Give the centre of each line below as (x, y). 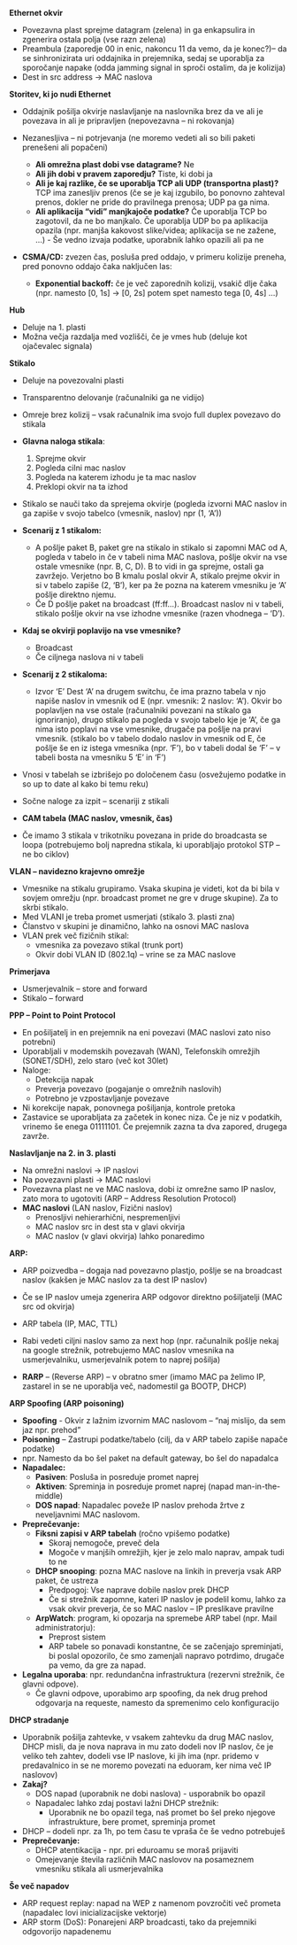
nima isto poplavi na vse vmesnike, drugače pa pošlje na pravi (148, 729)
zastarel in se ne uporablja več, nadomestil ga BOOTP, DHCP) (134, 1386)
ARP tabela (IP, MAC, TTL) (70, 1324)
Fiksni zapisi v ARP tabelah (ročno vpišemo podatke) (133, 1533)
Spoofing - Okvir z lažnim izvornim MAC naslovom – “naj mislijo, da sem (153, 1420)
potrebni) (38, 1042)
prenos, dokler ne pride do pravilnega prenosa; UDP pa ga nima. (152, 202)
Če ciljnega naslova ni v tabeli (89, 657)
